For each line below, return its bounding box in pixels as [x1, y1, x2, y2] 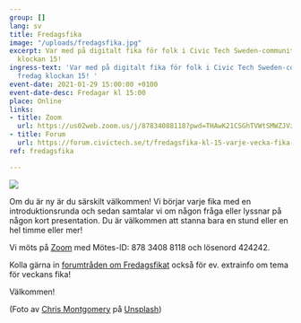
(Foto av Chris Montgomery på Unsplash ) [9, 303, 162, 314]
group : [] [9, 13, 47, 22]
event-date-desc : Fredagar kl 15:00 [9, 88, 146, 97]
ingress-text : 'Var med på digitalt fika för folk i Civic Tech [9, 64, 254, 73]
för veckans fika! [9, 268, 72, 279]
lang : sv [9, 22, 42, 31]
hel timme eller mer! [9, 224, 83, 235]
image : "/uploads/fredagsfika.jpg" [9, 38, 142, 48]
